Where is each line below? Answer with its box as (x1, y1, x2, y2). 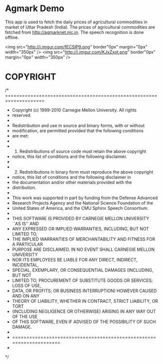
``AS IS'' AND (12, 221, 39, 226)
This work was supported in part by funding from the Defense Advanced (12, 195, 158, 201)
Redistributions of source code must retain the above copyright (19, 148, 146, 154)
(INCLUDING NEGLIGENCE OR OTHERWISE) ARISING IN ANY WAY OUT (12, 308, 156, 314)
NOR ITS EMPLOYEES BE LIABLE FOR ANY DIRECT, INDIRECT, (12, 257, 138, 262)
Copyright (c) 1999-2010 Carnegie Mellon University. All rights (12, 107, 137, 113)
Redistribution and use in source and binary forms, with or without (12, 122, 145, 128)
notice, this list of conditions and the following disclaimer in (12, 174, 131, 180)
